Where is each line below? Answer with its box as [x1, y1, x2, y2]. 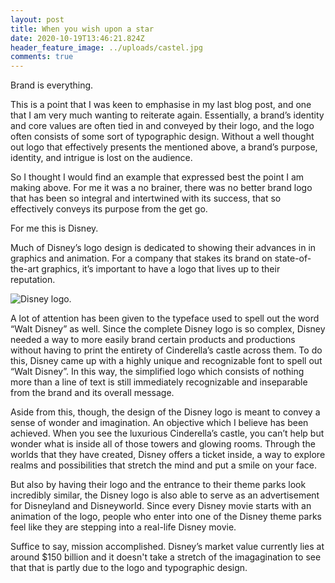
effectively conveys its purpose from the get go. [10, 203, 208, 215]
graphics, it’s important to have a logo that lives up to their [41, 263, 281, 275]
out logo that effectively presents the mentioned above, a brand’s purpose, [10, 141, 318, 153]
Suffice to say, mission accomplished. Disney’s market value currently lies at [10, 541, 325, 553]
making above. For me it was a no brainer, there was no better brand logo [10, 182, 313, 194]
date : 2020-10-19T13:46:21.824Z [10, 33, 145, 43]
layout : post [10, 14, 65, 25]
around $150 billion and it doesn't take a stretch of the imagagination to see [10, 551, 322, 563]
